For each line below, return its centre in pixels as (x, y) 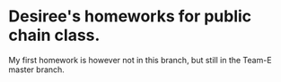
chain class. (54, 35)
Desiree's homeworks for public (130, 16)
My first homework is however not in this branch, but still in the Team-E (140, 60)
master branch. (36, 70)
